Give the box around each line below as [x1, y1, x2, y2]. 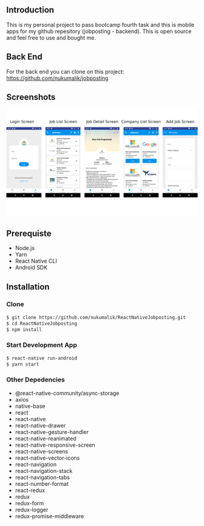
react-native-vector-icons [15, 454, 80, 461]
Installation [6, 282, 50, 292]
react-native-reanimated [15, 435, 77, 442]
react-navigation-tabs [15, 474, 70, 481]
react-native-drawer [15, 422, 66, 429]
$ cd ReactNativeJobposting [6, 320, 78, 327]
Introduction [6, 5, 55, 15]
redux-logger [15, 506, 49, 513]
